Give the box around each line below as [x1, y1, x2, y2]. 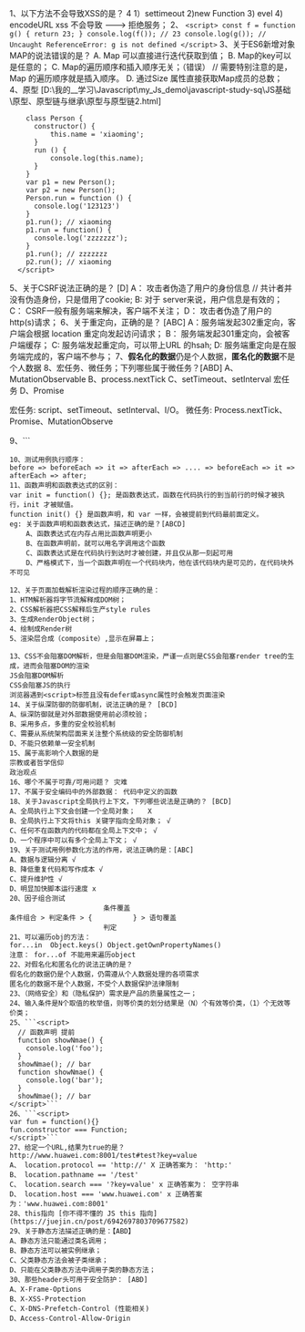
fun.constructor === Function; [9, 1125, 128, 1134]
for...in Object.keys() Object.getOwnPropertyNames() [9, 941, 222, 950]
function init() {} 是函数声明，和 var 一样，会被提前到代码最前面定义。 [9, 510, 264, 519]
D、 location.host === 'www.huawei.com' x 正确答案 [9, 1190, 203, 1199]
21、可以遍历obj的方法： [9, 933, 91, 942]
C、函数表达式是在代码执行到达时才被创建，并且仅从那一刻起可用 [25, 549, 234, 558]
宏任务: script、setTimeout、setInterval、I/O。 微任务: [9, 405, 212, 415]
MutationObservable [9, 374, 86, 385]
